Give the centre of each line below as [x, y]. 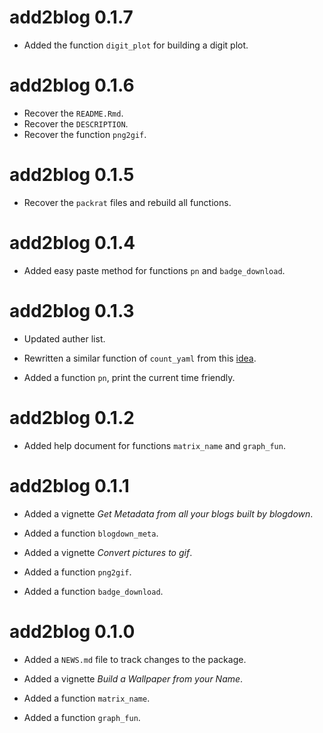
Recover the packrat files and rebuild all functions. [127, 202]
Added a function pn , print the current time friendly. [129, 377]
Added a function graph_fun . [82, 717]
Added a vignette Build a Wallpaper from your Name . [133, 678]
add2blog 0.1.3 [72, 310]
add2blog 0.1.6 [72, 85]
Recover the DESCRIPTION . [76, 123]
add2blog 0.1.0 [72, 631]
